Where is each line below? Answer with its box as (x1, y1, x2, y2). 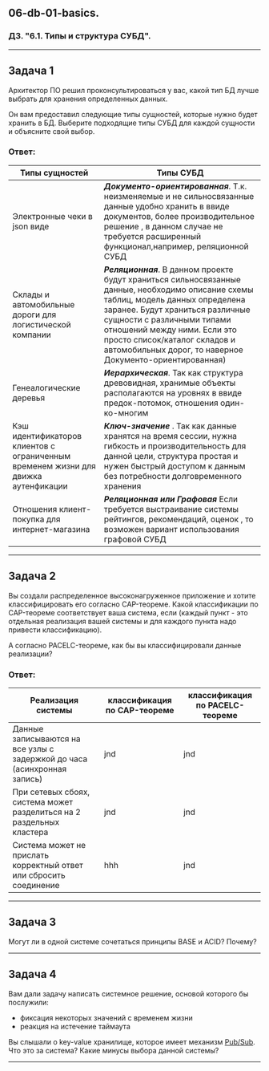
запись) (12, 773, 43, 785)
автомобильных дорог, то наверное (103, 344, 244, 355)
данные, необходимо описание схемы (103, 284, 254, 295)
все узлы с (12, 743, 54, 754)
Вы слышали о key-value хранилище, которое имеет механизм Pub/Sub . (8, 1037, 256, 1046)
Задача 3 (8, 915, 57, 929)
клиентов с (12, 440, 56, 452)
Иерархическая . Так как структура (103, 367, 244, 378)
